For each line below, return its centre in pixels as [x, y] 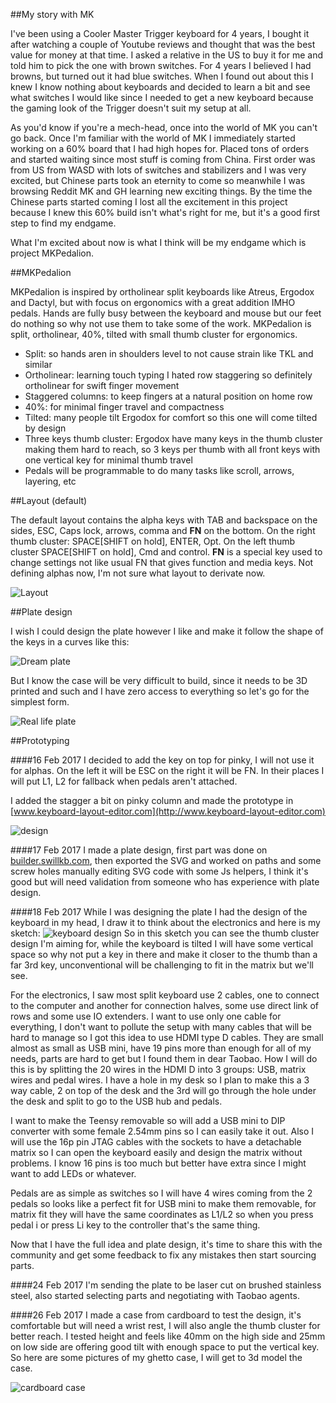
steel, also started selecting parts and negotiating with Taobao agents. [155, 1295]
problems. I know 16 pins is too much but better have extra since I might [158, 1163]
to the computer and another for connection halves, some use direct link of [165, 1005]
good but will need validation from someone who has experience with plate [165, 882]
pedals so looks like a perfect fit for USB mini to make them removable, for [163, 1203]
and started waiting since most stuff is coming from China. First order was [163, 159]
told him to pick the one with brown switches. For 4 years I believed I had [161, 65]
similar [38, 364]
